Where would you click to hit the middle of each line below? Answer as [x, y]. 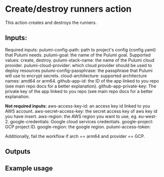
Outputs [18, 152]
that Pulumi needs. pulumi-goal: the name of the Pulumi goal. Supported [78, 55]
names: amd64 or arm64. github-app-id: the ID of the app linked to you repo [82, 81]
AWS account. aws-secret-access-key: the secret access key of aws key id [81, 111]
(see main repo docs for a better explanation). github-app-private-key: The [81, 86]
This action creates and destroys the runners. [51, 22]
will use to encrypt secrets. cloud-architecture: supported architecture [76, 76]
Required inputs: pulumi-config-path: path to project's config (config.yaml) [81, 49]
